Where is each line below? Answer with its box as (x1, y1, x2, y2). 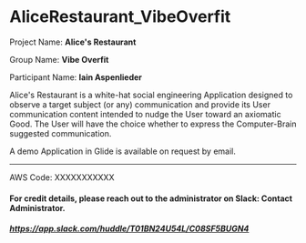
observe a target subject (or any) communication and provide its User (9, 98, 271, 110)
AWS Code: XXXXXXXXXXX (9, 171, 115, 183)
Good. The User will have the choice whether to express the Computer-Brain (9, 118, 297, 129)
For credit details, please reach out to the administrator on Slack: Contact (9, 193, 293, 204)
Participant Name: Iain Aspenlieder (9, 71, 143, 83)
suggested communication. (9, 127, 112, 138)
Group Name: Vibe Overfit (9, 54, 109, 65)
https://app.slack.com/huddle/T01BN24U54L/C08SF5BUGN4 (9, 223, 250, 234)
